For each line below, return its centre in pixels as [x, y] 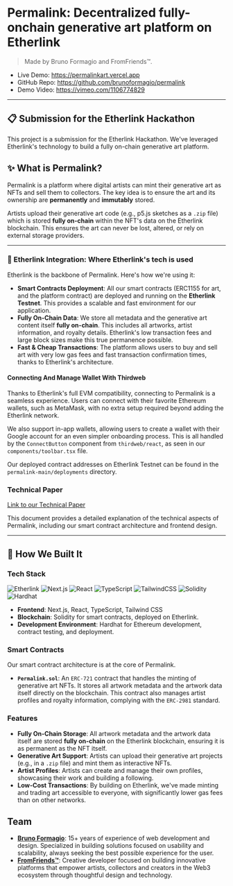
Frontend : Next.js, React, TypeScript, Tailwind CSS [90, 610]
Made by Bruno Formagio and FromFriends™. [88, 61]
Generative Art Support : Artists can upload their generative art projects [120, 756]
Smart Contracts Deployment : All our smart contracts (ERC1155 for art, [119, 288]
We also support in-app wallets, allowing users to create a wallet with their [113, 429]
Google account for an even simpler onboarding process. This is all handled [115, 436]
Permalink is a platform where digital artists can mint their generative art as [114, 185]
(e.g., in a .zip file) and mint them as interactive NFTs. [94, 763]
